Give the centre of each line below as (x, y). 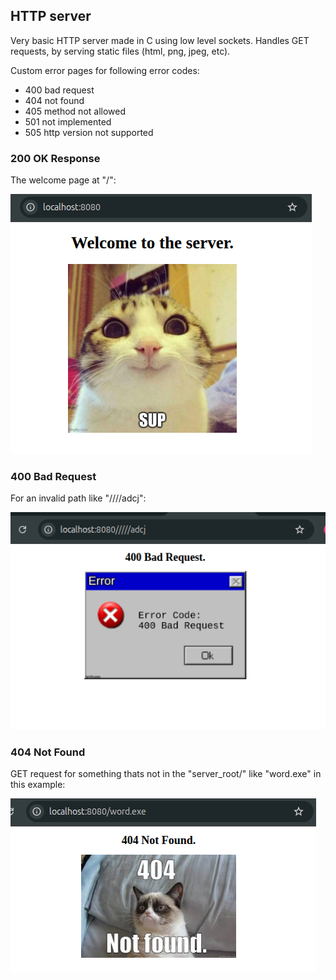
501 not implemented (68, 121)
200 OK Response (55, 158)
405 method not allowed (75, 111)
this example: (38, 785)
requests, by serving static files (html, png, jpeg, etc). (120, 51)
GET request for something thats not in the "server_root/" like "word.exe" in (166, 774)
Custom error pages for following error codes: (105, 70)
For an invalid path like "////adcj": (78, 498)
